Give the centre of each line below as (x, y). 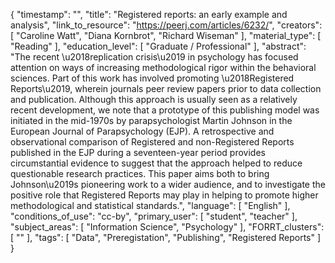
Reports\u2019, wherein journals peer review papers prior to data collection (166, 88)
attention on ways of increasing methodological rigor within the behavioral (163, 67)
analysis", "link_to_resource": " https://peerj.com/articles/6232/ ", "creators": (166, 25)
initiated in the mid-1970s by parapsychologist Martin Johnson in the (151, 120)
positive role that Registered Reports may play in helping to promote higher (164, 195)
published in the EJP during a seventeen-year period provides (138, 152)
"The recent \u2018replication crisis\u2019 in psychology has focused (154, 57)
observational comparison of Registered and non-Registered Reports (152, 142)
